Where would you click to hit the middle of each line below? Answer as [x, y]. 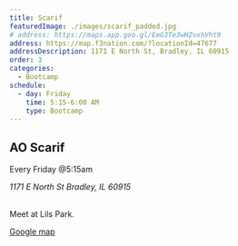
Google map [33, 231]
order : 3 [26, 60]
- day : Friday [44, 93]
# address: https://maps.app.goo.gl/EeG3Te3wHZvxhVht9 [115, 34]
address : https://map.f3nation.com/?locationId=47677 [114, 43]
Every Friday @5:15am [51, 170]
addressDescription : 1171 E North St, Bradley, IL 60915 [119, 52]
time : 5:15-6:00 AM [63, 102]
